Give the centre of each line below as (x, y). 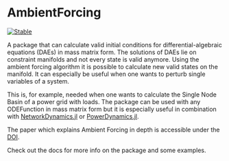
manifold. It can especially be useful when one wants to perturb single (106, 74)
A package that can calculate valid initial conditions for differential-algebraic (115, 45)
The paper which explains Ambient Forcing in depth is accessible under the (113, 129)
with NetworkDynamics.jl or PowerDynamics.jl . (73, 116)
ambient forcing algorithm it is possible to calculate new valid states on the (112, 66)
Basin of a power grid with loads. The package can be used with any (104, 101)
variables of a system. (38, 81)
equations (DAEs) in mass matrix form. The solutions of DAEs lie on (102, 52)
